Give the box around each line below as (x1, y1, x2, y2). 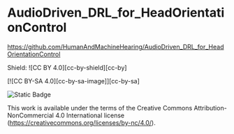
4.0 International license (55, 111, 125, 119)
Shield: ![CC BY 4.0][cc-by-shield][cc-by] (7, 63, 127, 72)
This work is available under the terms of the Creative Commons (7, 103, 193, 112)
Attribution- (193, 103, 227, 112)
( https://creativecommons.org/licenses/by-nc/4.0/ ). (7, 118, 156, 126)
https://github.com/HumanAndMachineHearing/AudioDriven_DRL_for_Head (7, 42, 224, 51)
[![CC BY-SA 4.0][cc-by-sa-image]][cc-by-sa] (7, 76, 140, 85)
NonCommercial (7, 111, 54, 119)
